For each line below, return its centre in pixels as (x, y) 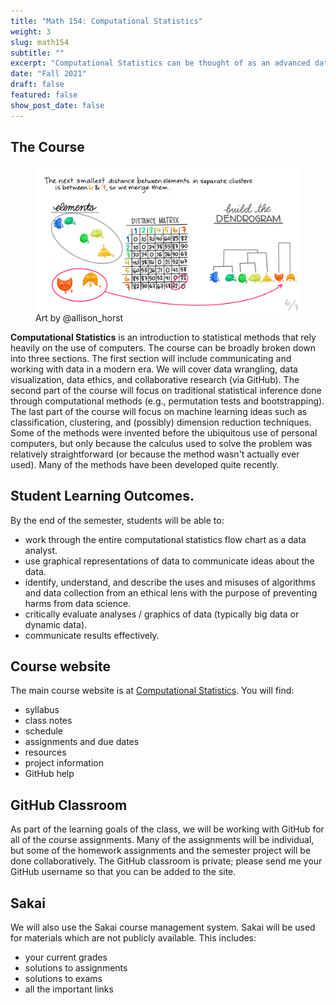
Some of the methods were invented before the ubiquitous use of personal (164, 432)
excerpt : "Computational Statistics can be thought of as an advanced (160, 63)
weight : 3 (31, 31)
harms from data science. (78, 603)
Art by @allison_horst (79, 317)
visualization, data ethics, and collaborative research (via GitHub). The (155, 379)
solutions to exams (63, 979)
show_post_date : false (57, 105)
